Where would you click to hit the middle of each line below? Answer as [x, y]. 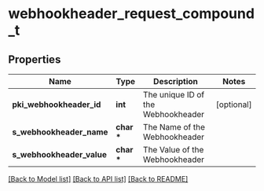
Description [176, 81]
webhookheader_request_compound [132, 14]
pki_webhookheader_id [57, 105]
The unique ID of [174, 95]
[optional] [234, 105]
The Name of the [174, 127]
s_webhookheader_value [60, 154]
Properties [35, 59]
